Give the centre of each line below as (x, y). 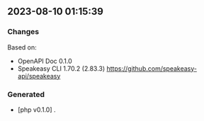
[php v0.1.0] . (36, 110)
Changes (23, 32)
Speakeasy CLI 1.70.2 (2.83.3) (61, 68)
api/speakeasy (39, 76)
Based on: (22, 47)
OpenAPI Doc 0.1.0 (45, 61)
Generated (26, 94)
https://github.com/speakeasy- (152, 68)
